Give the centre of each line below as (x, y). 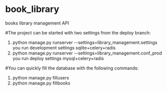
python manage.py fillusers (41, 77)
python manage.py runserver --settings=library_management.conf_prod (87, 53)
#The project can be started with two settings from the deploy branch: (78, 32)
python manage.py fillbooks (41, 83)
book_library (32, 9)
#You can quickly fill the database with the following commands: (72, 68)
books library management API (37, 23)
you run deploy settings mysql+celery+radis (58, 58)
